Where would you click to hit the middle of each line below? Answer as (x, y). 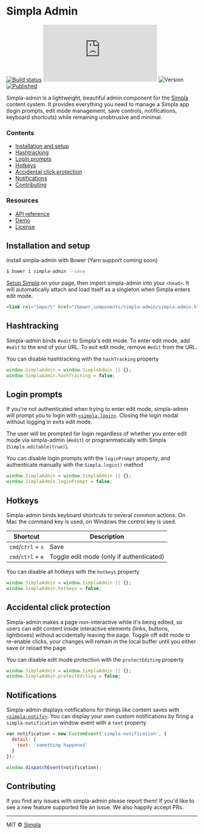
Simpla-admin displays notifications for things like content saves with (93, 710)
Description (107, 537)
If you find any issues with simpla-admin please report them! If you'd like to (100, 801)
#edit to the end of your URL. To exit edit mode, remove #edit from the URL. (102, 347)
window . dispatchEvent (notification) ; (54, 767)
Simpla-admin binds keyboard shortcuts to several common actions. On (96, 515)
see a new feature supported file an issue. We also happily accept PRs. (95, 807)
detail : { (24, 740)
